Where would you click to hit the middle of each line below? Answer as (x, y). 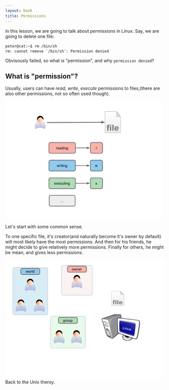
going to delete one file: (30, 36)
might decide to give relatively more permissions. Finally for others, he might (84, 247)
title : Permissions (26, 16)
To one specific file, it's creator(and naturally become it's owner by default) (83, 237)
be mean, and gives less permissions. (44, 253)
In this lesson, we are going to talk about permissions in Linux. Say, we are (82, 31)
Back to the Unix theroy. (30, 382)
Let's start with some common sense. (44, 227)
